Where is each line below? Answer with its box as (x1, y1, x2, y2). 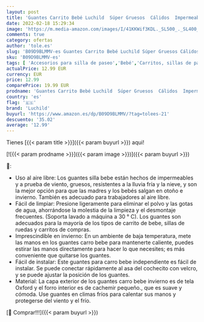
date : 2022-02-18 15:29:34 (6, 20, 75, 26)
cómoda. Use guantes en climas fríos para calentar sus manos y (15, 290, 176, 298)
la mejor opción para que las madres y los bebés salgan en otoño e (15, 187, 183, 195)
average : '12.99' (6, 122, 50, 128)
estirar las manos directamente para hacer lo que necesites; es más (15, 245, 185, 253)
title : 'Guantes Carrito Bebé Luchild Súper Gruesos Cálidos (6, 15, 170, 21)
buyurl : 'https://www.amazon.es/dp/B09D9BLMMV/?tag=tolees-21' (6, 111, 170, 117)
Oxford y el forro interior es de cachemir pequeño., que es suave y (15, 284, 182, 292)
